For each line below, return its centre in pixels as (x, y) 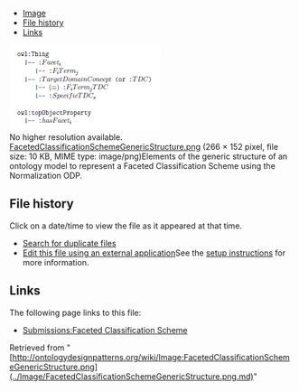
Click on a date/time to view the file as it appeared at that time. (126, 226)
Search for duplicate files (69, 243)
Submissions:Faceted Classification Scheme (105, 330)
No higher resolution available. (66, 137)
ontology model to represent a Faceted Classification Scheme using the (142, 166)
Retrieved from (37, 348)
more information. (56, 262)
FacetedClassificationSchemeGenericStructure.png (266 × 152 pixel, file (144, 147)
